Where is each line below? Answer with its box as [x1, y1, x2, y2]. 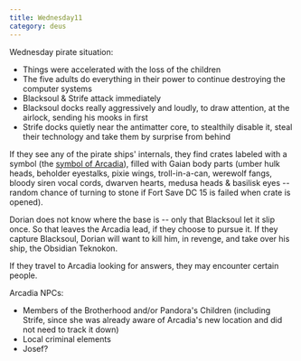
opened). [9, 196, 43, 208]
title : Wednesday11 [9, 13, 83, 23]
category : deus [9, 22, 67, 31]
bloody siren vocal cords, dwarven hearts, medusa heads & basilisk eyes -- [9, 177, 290, 188]
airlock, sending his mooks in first [22, 112, 149, 123]
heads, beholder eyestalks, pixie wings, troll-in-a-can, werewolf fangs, [9, 168, 273, 179]
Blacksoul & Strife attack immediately [22, 92, 161, 104]
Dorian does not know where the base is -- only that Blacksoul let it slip [9, 214, 276, 225]
